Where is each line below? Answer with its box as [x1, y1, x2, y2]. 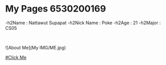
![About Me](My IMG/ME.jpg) [5, 44, 66, 50]
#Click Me [5, 54, 27, 60]
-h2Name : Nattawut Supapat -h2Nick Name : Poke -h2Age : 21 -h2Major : [5, 20, 161, 26]
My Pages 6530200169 [5, 3, 106, 15]
